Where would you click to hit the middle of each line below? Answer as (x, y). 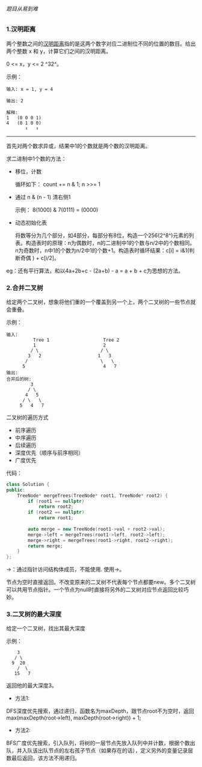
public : (16, 490)
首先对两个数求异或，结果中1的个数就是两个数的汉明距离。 (78, 146)
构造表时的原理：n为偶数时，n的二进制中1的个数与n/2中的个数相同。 (110, 242)
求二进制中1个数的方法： (36, 158)
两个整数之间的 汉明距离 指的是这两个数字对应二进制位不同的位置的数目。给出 (101, 43)
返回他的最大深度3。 (32, 686)
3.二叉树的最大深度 (34, 614)
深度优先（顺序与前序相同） (49, 452)
